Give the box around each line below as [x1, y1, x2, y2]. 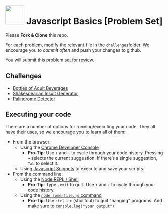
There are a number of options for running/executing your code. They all [5, 123, 155, 129]
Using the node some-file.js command [20, 192, 102, 198]
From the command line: [12, 171, 63, 177]
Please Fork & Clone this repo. [5, 32, 68, 38]
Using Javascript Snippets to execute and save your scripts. [20, 165, 145, 171]
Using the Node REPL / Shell [20, 176, 79, 182]
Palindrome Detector [12, 96, 55, 102]
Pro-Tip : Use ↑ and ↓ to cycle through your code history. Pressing [27, 149, 163, 156]
